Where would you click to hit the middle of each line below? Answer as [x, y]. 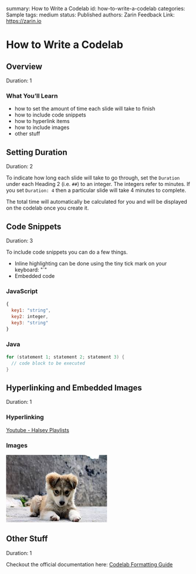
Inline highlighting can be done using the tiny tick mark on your [91, 263]
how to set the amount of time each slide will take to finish [85, 109]
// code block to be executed [48, 363]
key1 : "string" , [31, 311]
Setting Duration [37, 152]
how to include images [42, 127]
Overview [24, 66]
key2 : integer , [30, 316]
